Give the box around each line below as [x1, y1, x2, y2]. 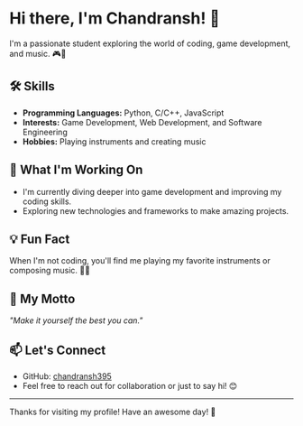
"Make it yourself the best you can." [9, 315, 143, 326]
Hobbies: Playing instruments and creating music [22, 135, 207, 147]
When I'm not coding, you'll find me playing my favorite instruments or [9, 255, 271, 266]
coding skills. [22, 196, 72, 207]
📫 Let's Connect [9, 342, 106, 357]
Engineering [22, 126, 68, 137]
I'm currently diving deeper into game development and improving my [22, 186, 282, 197]
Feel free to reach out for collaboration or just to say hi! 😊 [22, 381, 238, 391]
